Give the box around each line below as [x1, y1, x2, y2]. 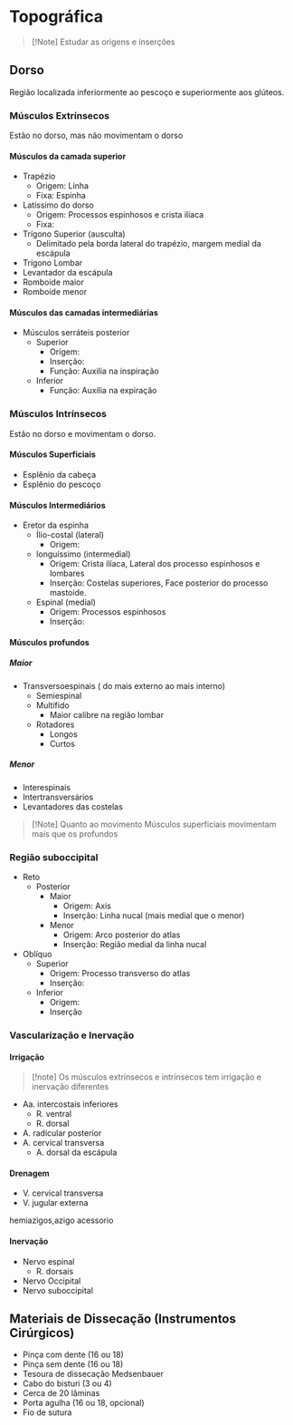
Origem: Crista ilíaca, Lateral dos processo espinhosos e [49, 558, 260, 569]
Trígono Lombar [22, 257, 83, 268]
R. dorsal [35, 1118, 70, 1129]
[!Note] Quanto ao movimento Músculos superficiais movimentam [31, 819, 277, 829]
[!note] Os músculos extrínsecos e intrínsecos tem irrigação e [31, 1071, 262, 1082]
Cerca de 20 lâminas [22, 1388, 100, 1399]
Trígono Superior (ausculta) [22, 228, 126, 239]
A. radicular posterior [22, 1128, 102, 1139]
